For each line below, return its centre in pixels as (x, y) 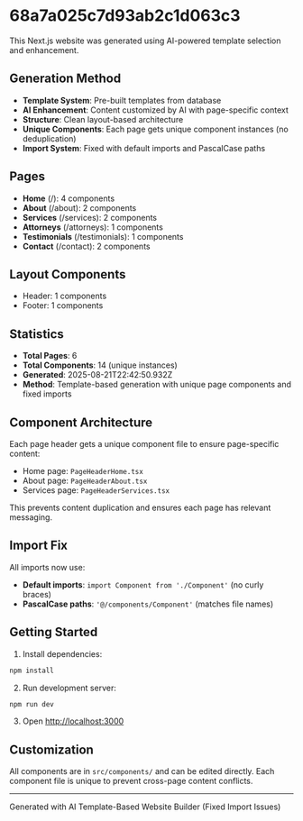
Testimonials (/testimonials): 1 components (103, 236)
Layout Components (68, 274)
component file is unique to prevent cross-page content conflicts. (131, 781)
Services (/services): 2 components (90, 217)
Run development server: (69, 688)
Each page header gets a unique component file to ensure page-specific (144, 444)
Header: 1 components (64, 296)
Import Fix (39, 546)
